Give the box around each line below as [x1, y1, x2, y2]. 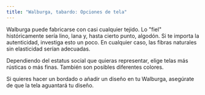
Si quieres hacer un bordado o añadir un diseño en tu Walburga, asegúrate [6, 75, 195, 82]
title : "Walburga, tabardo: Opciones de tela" [6, 9, 127, 15]
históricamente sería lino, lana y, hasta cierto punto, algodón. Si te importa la [6, 32, 199, 40]
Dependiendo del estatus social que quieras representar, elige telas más [6, 57, 188, 64]
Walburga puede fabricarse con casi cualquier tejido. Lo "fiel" [6, 26, 162, 33]
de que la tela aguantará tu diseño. [6, 82, 94, 89]
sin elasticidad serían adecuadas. [6, 45, 91, 52]
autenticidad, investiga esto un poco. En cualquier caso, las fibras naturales [6, 38, 197, 46]
